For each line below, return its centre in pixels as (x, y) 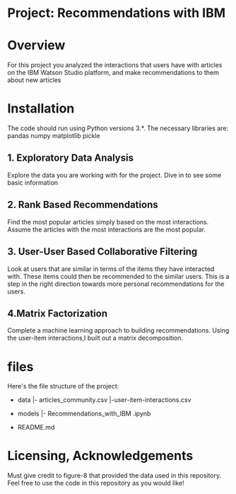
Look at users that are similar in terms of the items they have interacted (111, 269)
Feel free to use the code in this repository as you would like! (96, 483)
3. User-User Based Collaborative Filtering (102, 252)
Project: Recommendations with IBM (117, 13)
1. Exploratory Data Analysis (71, 158)
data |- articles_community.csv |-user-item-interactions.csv (105, 400)
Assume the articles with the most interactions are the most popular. (107, 229)
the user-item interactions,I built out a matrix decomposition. (95, 338)
